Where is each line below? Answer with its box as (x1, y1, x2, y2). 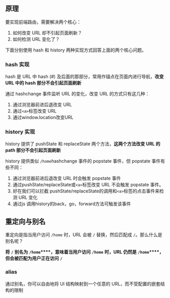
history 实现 (5, 129, 36, 136)
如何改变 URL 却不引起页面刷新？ (12, 30, 82, 36)
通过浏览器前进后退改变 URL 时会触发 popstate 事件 (12, 175, 121, 182)
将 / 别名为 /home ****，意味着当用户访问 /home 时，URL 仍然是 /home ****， (5, 249, 164, 255)
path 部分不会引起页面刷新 (5, 147, 61, 154)
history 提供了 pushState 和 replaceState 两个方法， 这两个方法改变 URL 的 (5, 141, 160, 147)
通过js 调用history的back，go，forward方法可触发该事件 (12, 201, 131, 207)
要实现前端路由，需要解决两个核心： (5, 19, 81, 25)
